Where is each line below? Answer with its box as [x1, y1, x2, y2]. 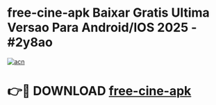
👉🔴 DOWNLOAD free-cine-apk [7, 83, 192, 99]
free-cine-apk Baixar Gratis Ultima [7, 5, 210, 21]
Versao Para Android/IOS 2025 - [7, 19, 197, 35]
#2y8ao [7, 35, 53, 50]
